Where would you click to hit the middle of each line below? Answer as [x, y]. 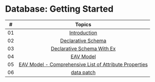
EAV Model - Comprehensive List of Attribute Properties [83, 64]
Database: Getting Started [59, 9]
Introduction [83, 33]
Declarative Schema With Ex [83, 48]
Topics [83, 24]
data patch [83, 72]
